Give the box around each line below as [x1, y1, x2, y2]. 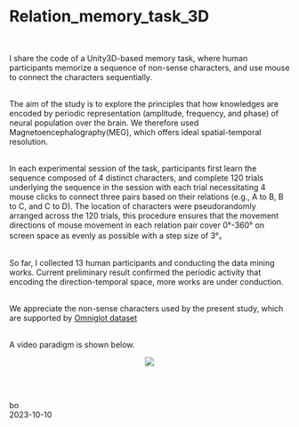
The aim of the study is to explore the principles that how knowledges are [9, 98, 279, 109]
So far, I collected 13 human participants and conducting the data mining [9, 257, 275, 268]
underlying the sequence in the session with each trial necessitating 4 [9, 181, 266, 192]
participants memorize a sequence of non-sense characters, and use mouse [9, 62, 290, 73]
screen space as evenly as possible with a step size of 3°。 [9, 230, 227, 241]
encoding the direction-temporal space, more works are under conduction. [9, 276, 284, 286]
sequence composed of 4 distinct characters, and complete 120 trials [9, 172, 264, 183]
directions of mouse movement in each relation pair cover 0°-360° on [9, 220, 265, 230]
